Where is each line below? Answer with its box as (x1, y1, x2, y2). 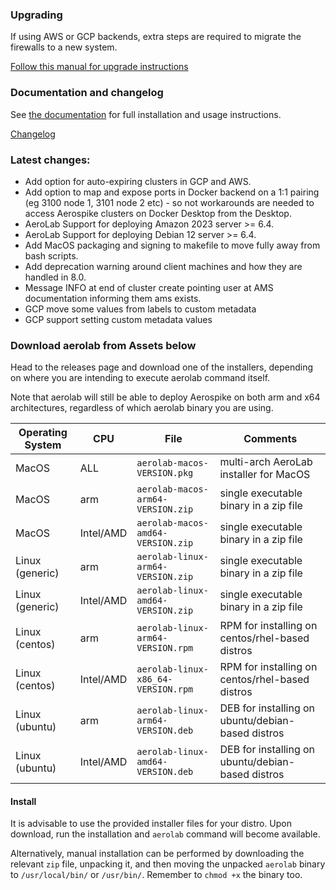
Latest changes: (10, 153, 91, 167)
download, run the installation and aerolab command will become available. (10, 828, 321, 840)
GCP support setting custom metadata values (24, 313, 213, 325)
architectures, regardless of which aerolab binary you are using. (10, 402, 274, 414)
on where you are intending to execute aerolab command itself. (10, 372, 271, 384)
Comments (243, 432, 298, 446)
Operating (18, 426, 68, 440)
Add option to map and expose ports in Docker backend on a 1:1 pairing (24, 186, 320, 198)
